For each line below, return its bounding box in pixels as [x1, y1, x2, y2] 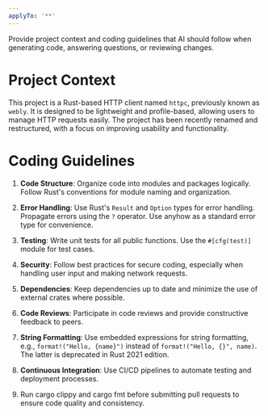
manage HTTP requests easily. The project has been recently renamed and [8, 115, 258, 124]
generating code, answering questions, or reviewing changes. [8, 42, 214, 53]
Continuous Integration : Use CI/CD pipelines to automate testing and [19, 365, 252, 375]
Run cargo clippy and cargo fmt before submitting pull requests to [19, 389, 240, 399]
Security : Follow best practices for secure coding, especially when [19, 259, 244, 269]
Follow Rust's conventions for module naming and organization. [19, 187, 232, 196]
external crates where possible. [19, 292, 125, 302]
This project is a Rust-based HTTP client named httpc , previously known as [8, 98, 260, 107]
